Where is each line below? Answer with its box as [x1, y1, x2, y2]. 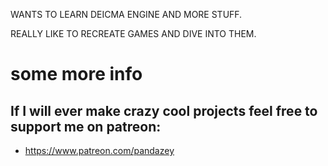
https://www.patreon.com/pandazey [24, 145, 175, 156]
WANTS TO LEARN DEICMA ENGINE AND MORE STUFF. [10, 9, 243, 20]
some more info [10, 63, 143, 86]
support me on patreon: [10, 118, 162, 135]
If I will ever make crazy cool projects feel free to [10, 102, 318, 119]
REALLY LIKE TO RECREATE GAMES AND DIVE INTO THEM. [10, 28, 257, 39]
